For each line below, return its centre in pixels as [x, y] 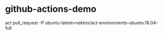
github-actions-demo [51, 9]
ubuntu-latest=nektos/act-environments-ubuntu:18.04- [102, 23]
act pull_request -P [25, 23]
